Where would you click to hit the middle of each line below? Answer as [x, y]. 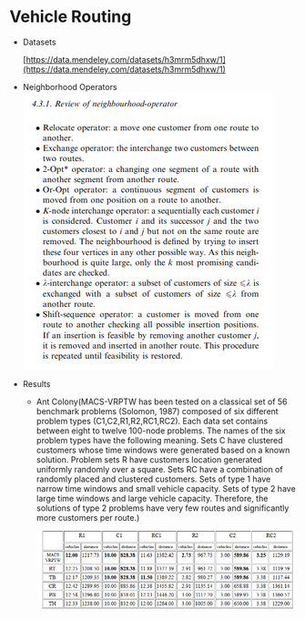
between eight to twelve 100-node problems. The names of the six [161, 431]
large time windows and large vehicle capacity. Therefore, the [152, 498]
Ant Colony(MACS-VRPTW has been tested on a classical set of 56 [162, 401]
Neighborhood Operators [70, 86]
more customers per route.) [88, 517]
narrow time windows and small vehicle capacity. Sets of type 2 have [166, 488]
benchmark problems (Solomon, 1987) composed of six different [158, 411]
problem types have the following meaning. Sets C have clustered [160, 440]
